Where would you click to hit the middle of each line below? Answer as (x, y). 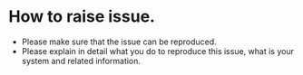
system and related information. (81, 61)
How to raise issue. (82, 17)
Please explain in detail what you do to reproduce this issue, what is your (157, 51)
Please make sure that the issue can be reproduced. (119, 42)
